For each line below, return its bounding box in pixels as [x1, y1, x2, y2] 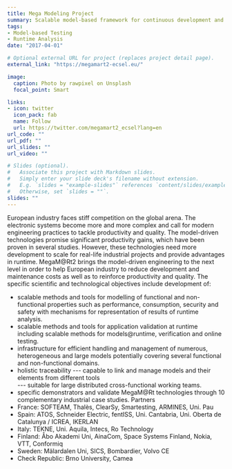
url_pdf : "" [7, 137, 41, 144]
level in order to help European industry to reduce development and [7, 265, 200, 273]
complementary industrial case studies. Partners [17, 395, 155, 403]
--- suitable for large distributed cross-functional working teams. [17, 381, 202, 389]
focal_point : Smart [13, 86, 70, 93]
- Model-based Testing [7, 29, 72, 37]
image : [7, 73, 26, 80]
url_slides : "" [7, 143, 51, 150]
